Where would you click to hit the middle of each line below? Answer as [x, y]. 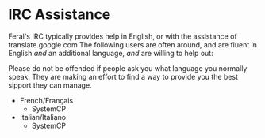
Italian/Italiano [43, 117]
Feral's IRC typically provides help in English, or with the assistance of [123, 36]
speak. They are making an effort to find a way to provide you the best [123, 76]
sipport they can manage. [50, 85]
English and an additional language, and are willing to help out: [111, 53]
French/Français [46, 100]
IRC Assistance [60, 15]
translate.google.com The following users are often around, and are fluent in [133, 44]
